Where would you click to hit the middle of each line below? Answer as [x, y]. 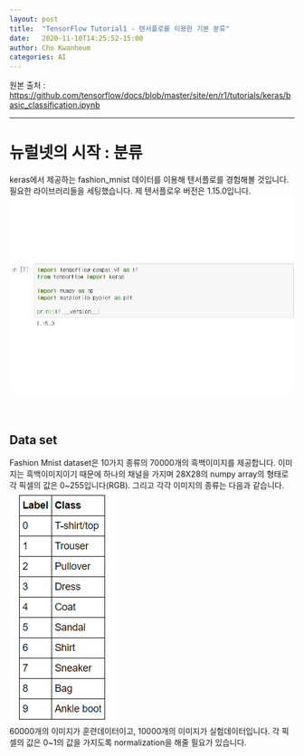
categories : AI [38, 57]
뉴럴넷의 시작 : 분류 [76, 153]
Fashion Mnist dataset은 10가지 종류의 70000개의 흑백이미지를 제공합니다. [142, 463]
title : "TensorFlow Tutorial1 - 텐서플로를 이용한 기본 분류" [120, 28]
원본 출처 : [28, 85]
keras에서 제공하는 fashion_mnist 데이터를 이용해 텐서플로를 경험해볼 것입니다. [149, 180]
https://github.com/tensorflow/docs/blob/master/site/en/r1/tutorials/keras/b [150, 96]
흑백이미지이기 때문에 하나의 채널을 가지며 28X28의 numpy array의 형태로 [157, 474]
